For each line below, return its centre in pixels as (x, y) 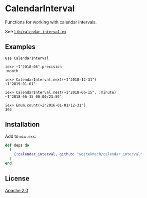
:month (12, 71)
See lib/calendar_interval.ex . (37, 31)
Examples (20, 47)
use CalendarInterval (27, 58)
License (17, 179)
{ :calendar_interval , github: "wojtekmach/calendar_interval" (78, 154)
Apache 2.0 (17, 190)
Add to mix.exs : (21, 136)
